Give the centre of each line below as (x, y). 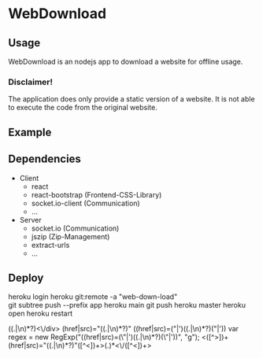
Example (30, 132)
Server (30, 220)
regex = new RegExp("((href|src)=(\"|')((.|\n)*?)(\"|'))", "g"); (104, 337)
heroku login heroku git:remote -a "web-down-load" (93, 297)
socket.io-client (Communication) (85, 203)
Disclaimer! (31, 82)
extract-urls (50, 245)
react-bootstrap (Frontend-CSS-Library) (96, 194)
